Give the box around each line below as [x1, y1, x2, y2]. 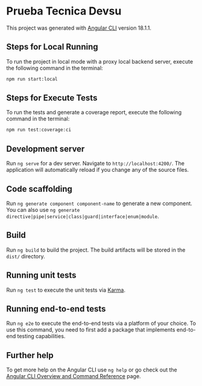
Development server [6, 143, 85, 154]
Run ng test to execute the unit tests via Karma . [6, 286, 125, 293]
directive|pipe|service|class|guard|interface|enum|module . [6, 212, 159, 220]
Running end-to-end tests [6, 304, 106, 314]
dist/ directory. [6, 252, 45, 260]
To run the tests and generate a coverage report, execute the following [6, 109, 182, 116]
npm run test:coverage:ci [6, 127, 71, 133]
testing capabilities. [17, 333, 66, 340]
